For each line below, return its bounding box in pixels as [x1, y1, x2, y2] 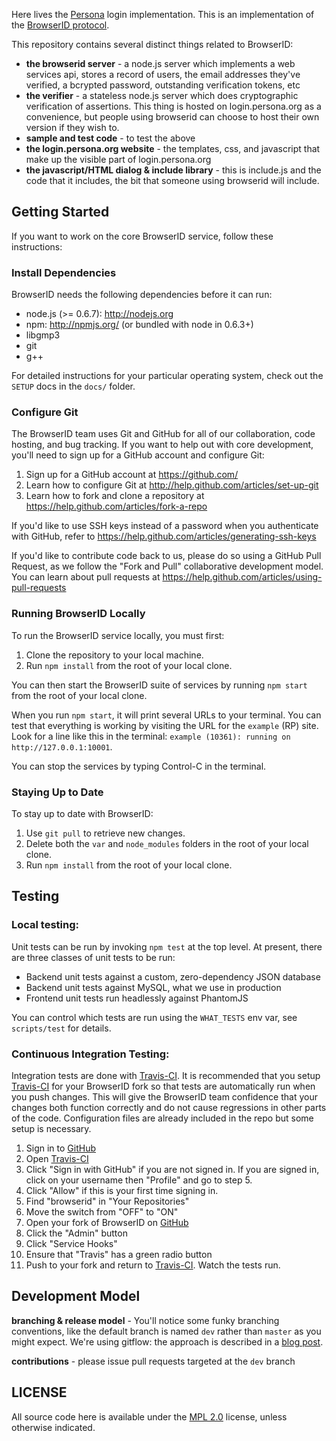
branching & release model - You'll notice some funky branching [11, 1314, 280, 1326]
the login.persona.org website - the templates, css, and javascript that [25, 143, 321, 154]
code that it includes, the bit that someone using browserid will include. [25, 175, 320, 186]
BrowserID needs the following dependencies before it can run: [11, 289, 273, 301]
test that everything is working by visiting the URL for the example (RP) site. [11, 719, 319, 731]
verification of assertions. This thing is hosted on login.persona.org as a [25, 100, 322, 112]
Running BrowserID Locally [11, 607, 146, 621]
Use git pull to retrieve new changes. [25, 827, 186, 839]
